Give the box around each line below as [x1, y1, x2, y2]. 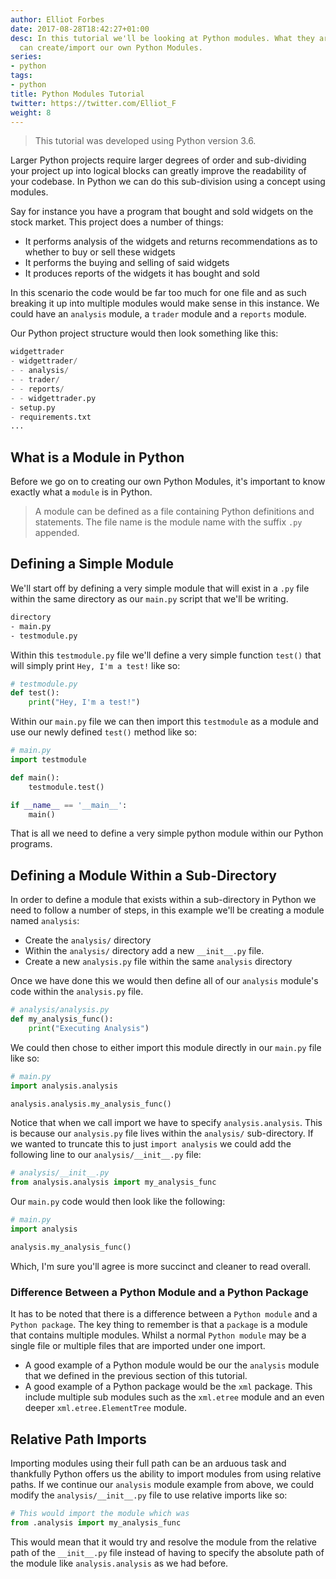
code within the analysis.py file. [10, 986, 144, 998]
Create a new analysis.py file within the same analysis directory [24, 956, 293, 968]
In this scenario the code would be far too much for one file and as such [10, 287, 307, 299]
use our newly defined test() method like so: [10, 726, 197, 738]
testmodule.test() [28, 782, 105, 792]
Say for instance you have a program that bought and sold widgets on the [10, 206, 314, 218]
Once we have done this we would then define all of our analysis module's [10, 975, 319, 987]
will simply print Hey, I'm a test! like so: [10, 659, 181, 671]
